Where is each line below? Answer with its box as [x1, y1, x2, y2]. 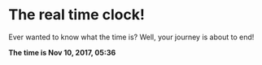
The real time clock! [8, 6, 145, 24]
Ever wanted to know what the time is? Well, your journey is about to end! [8, 32, 255, 42]
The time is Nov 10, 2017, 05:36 [8, 47, 116, 57]
